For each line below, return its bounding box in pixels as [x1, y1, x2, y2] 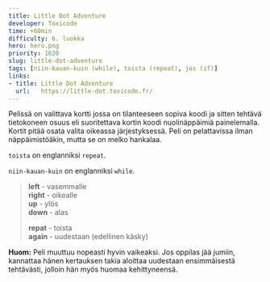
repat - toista [27, 223, 73, 233]
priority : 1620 [8, 49, 60, 57]
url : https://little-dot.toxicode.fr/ [15, 86, 153, 95]
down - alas [27, 208, 69, 217]
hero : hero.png [8, 42, 60, 50]
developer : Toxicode [8, 19, 78, 27]
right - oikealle [27, 191, 78, 200]
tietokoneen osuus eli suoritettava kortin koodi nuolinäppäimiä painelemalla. [8, 118, 260, 128]
